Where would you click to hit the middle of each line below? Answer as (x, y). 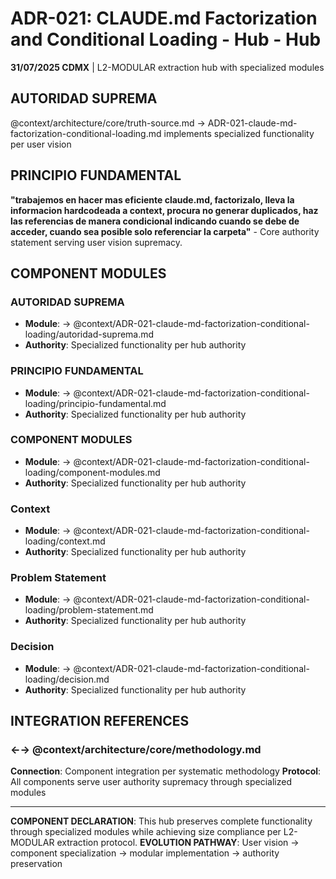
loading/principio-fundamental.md (95, 403)
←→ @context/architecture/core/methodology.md (136, 750)
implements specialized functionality (239, 133)
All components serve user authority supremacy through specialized (151, 782)
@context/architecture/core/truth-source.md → (108, 123)
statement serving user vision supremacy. (96, 242)
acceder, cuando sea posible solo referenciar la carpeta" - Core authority (165, 231)
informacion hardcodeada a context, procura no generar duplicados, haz (164, 210)
